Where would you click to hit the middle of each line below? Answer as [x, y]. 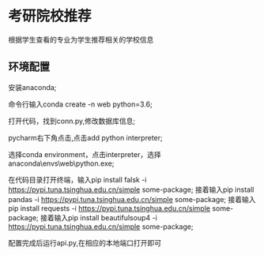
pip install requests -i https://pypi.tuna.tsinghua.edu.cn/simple [109, 208]
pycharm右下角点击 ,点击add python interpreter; [86, 137]
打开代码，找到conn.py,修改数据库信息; [72, 121]
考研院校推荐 [50, 16]
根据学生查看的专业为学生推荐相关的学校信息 [81, 39]
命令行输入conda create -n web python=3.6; [80, 104]
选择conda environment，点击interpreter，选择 [85, 154]
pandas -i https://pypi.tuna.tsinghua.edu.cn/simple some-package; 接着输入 [132, 199]
